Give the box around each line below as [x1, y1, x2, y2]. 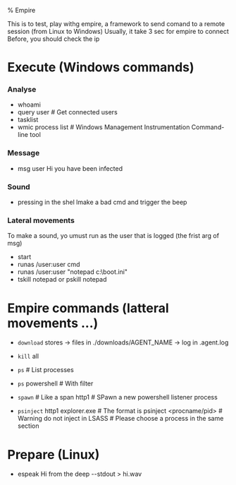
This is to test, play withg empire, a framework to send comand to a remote [7, 20, 225, 28]
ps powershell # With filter [17, 379, 94, 388]
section [17, 421, 39, 430]
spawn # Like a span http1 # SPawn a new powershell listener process [17, 393, 218, 402]
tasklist [17, 116, 39, 124]
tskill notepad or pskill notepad [17, 275, 107, 284]
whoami [17, 100, 41, 109]
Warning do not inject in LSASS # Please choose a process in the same [17, 414, 224, 423]
